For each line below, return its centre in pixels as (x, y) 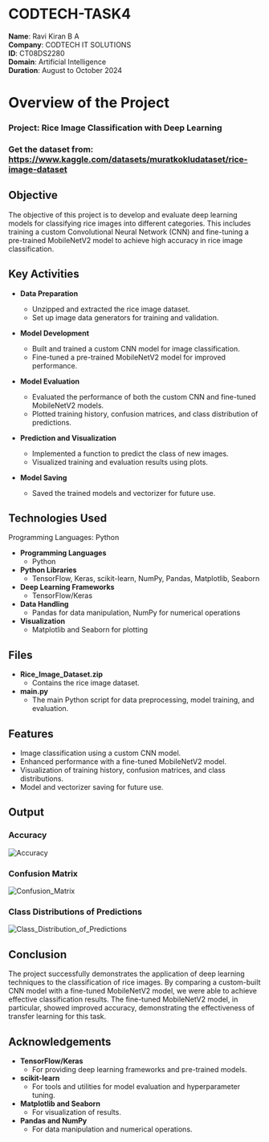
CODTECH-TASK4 (69, 14)
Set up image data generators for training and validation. (125, 317)
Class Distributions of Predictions (75, 912)
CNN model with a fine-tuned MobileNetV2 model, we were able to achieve (132, 991)
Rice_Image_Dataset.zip (61, 674)
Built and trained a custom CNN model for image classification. (136, 348)
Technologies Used (57, 518)
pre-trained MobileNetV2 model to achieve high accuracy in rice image (126, 240)
